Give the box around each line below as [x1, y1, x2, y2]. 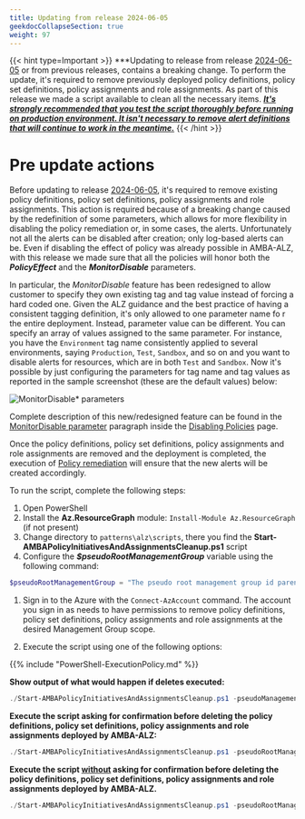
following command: [22, 561, 100, 572]
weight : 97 [9, 30, 51, 39]
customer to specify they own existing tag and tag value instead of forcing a [9, 289, 294, 300]
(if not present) [22, 522, 79, 533]
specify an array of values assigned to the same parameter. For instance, [9, 328, 283, 339]
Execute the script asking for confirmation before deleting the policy [9, 711, 273, 722]
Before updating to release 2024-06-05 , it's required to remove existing [9, 185, 279, 195]
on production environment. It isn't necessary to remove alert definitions [9, 113, 290, 124]
